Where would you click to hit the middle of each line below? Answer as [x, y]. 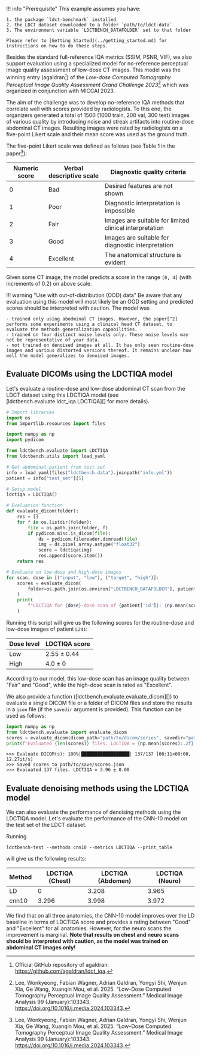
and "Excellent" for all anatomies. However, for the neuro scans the [89, 928]
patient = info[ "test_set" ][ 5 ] [45, 478]
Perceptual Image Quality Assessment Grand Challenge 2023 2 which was [98, 84]
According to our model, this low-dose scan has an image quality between [98, 678]
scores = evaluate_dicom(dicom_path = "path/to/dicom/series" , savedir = [96, 738]
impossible [120, 211]
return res [31, 561]
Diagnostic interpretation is [142, 203]
